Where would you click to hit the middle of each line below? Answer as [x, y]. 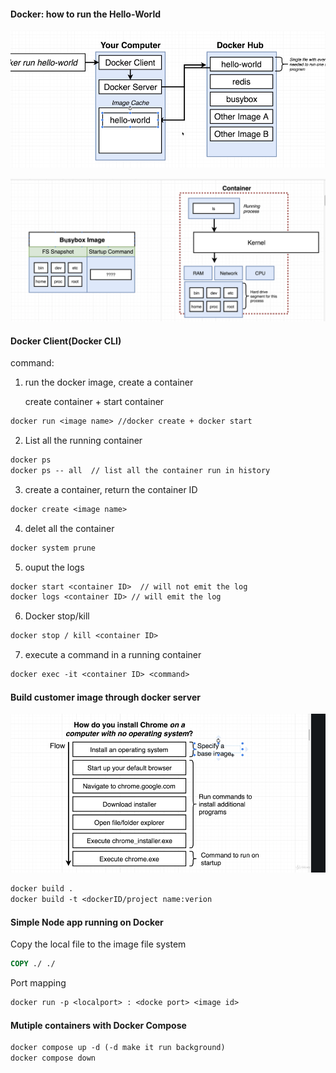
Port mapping [38, 983]
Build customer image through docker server [105, 697]
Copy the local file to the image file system [98, 944]
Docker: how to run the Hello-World [86, 14]
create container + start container [94, 402]
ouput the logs [54, 567]
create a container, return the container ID [111, 489]
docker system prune [53, 548]
